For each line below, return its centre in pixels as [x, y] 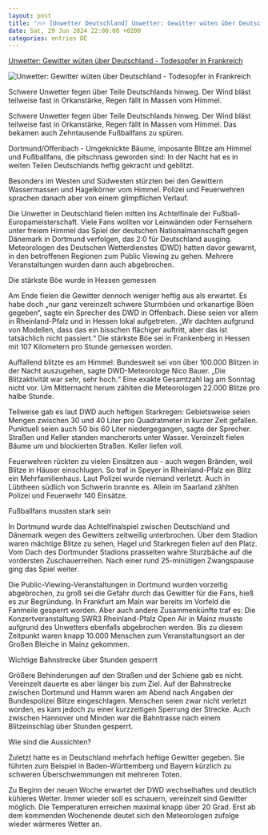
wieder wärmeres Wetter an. [55, 824]
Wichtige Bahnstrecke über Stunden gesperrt [83, 660]
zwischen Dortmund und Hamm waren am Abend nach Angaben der [121, 692]
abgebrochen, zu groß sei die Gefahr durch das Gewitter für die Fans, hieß [131, 593]
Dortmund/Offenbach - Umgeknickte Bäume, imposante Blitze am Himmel [130, 148]
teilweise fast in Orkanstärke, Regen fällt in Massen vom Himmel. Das [122, 124]
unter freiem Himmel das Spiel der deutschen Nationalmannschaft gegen [128, 231]
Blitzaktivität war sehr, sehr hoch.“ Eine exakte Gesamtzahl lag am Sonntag [132, 379]
